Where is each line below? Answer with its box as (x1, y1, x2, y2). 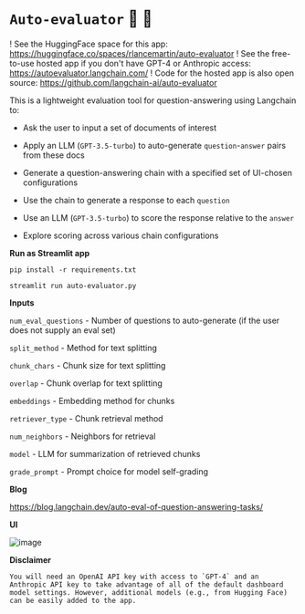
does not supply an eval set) (9, 324, 116, 336)
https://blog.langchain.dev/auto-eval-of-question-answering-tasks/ (9, 501, 263, 512)
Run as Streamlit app (9, 247, 90, 258)
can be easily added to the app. (9, 596, 137, 605)
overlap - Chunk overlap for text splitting (9, 378, 163, 389)
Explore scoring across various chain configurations (22, 230, 219, 241)
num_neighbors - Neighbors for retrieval (9, 431, 156, 442)
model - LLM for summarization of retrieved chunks (9, 448, 201, 459)
